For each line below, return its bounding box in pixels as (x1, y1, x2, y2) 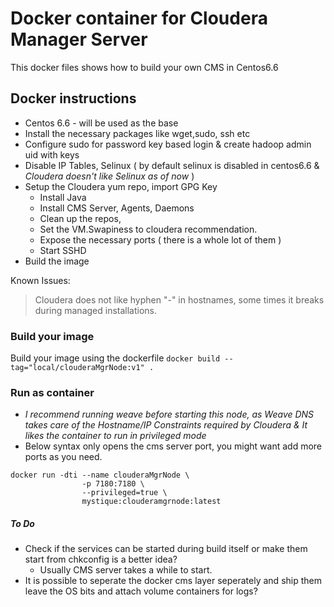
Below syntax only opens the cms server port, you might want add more (24, 440, 323, 452)
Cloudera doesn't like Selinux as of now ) (24, 170, 195, 182)
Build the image (24, 255, 90, 267)
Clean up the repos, (39, 212, 122, 224)
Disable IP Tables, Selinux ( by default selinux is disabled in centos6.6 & (24, 159, 320, 171)
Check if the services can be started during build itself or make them (24, 543, 308, 555)
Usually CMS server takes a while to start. (39, 564, 213, 576)
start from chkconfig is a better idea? (24, 553, 178, 566)
